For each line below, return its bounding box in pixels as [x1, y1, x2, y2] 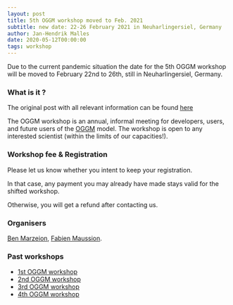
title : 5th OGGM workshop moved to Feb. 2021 [7, 17, 143, 24]
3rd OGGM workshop [17, 282, 80, 291]
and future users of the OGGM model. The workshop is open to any [7, 125, 203, 133]
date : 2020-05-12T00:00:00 [7, 37, 87, 44]
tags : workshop [7, 43, 52, 50]
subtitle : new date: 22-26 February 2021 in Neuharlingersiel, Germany [7, 23, 222, 30]
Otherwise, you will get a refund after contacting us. [7, 200, 158, 208]
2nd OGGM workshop [17, 275, 81, 284]
